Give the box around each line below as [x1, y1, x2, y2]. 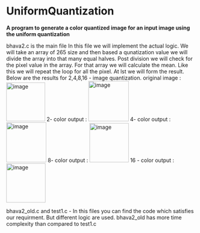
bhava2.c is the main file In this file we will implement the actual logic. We [6, 42, 189, 49]
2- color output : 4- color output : [46, 116, 171, 123]
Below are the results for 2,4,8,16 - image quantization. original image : [6, 74, 181, 81]
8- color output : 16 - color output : [47, 157, 175, 164]
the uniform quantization [6, 30, 70, 37]
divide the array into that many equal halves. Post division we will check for [6, 55, 193, 62]
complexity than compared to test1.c [6, 220, 97, 227]
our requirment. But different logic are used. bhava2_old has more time [6, 214, 182, 221]
